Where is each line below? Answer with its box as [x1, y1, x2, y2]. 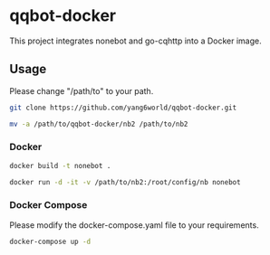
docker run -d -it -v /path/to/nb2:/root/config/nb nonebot [9, 177, 242, 186]
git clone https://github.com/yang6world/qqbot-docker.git [9, 103, 237, 112]
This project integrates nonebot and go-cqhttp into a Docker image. [9, 35, 262, 46]
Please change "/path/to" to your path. [9, 85, 154, 96]
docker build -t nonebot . [9, 161, 111, 170]
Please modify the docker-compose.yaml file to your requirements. [9, 219, 260, 231]
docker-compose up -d [9, 237, 92, 246]
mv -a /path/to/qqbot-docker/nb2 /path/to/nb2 [9, 119, 188, 128]
